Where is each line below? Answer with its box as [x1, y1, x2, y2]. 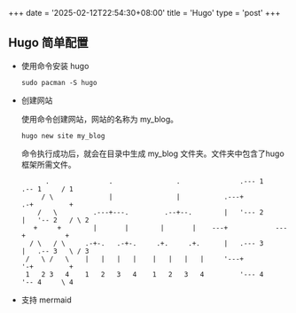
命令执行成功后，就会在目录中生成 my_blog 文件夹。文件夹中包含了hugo [20, 148, 284, 159]
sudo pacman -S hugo [20, 78, 97, 87]
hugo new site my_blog [20, 131, 105, 140]
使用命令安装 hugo [20, 60, 90, 71]
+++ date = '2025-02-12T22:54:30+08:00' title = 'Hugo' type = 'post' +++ [8, 8, 281, 18]
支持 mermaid [20, 294, 72, 305]
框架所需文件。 [20, 159, 76, 169]
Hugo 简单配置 [8, 35, 89, 51]
